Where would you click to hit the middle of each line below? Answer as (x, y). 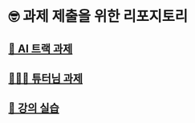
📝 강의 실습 (34, 108)
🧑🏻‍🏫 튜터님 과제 (45, 78)
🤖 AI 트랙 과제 (41, 49)
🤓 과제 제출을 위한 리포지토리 (98, 16)
